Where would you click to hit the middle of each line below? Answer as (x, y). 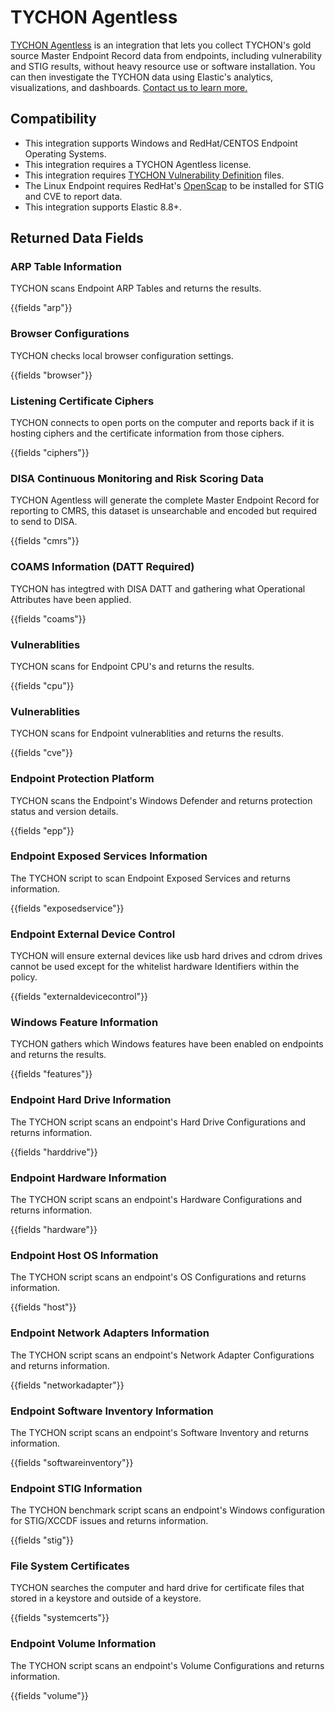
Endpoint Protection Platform (82, 779)
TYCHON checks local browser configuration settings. (122, 355)
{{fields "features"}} (51, 1074)
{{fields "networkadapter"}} (67, 1385)
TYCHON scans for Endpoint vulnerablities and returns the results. (147, 733)
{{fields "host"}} (43, 1307)
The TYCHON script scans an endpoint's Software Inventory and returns (159, 1432)
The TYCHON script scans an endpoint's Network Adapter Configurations (162, 1355)
